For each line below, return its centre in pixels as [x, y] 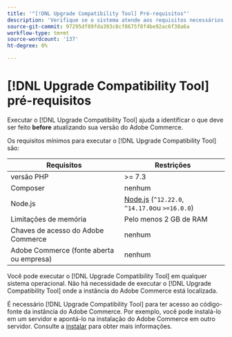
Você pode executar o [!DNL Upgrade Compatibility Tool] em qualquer [107, 276]
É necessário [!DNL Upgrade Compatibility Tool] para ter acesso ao [103, 304]
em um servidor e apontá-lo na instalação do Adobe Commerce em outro [112, 318]
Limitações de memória [49, 219]
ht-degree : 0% [28, 46]
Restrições [173, 165]
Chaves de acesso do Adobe [57, 230]
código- [211, 304]
